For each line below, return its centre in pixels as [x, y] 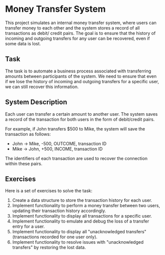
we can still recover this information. [42, 87]
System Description [36, 102]
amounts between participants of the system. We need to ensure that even [81, 76]
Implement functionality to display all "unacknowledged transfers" [79, 232]
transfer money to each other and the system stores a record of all [72, 28]
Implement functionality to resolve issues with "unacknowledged [78, 242]
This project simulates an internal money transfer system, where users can [81, 23]
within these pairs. [24, 163]
